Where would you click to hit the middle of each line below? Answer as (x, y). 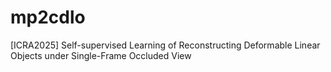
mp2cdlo (48, 17)
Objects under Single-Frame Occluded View (101, 55)
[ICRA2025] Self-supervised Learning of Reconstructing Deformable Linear (165, 45)
